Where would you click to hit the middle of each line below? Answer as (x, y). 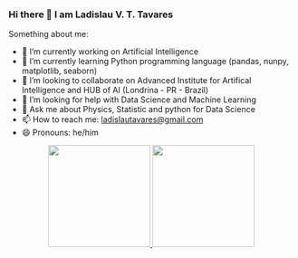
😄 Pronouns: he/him (60, 133)
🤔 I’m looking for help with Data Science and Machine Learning (139, 100)
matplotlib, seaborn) (59, 71)
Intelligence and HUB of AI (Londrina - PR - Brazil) (115, 91)
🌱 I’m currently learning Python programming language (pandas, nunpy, (155, 62)
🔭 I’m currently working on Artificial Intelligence (110, 52)
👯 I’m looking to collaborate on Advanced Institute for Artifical (136, 81)
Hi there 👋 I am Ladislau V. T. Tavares (91, 14)
